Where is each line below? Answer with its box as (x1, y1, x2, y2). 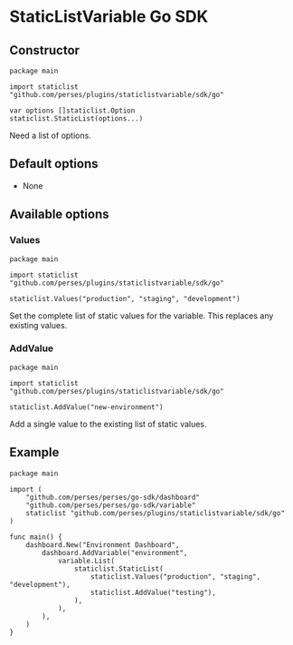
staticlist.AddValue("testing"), (90, 588, 217, 597)
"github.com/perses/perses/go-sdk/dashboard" (25, 493, 201, 502)
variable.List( (57, 556, 116, 565)
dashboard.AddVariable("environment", (42, 548, 188, 557)
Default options (9, 156, 99, 171)
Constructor (9, 43, 80, 58)
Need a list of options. (9, 130, 92, 141)
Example (9, 445, 60, 460)
